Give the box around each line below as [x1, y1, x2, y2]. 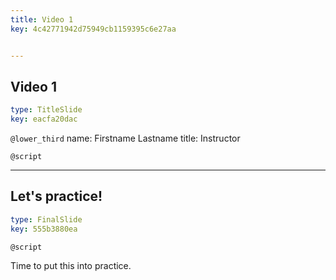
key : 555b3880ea [10, 224, 78, 234]
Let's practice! [10, 188, 103, 205]
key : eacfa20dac [10, 114, 78, 125]
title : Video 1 [10, 14, 74, 25]
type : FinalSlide [10, 214, 83, 225]
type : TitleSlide [10, 105, 83, 115]
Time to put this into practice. [10, 259, 132, 271]
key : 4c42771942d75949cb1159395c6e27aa [10, 24, 177, 34]
